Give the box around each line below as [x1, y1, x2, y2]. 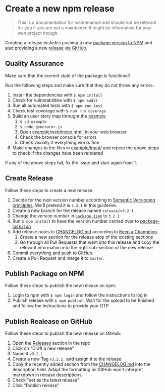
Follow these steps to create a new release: [5, 187, 94, 193]
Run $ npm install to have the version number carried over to [12, 218, 139, 224]
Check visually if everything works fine [19, 139, 100, 145]
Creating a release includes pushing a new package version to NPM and [5, 39, 153, 45]
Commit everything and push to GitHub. [12, 250, 94, 256]
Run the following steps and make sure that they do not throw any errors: [5, 82, 154, 88]
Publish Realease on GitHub [5, 317, 93, 326]
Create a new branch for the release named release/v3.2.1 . [12, 207, 135, 213]
